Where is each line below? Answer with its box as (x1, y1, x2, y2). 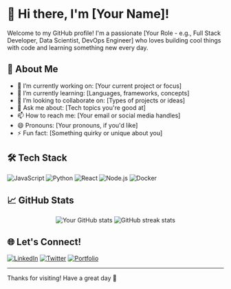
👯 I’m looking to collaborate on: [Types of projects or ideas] (16, 96, 186, 104)
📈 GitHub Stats (7, 194, 74, 206)
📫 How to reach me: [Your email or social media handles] (16, 111, 181, 119)
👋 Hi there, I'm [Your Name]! (7, 6, 170, 22)
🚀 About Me (7, 63, 58, 75)
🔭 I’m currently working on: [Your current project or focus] (16, 82, 182, 90)
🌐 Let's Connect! (7, 236, 81, 248)
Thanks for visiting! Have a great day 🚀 (7, 274, 117, 282)
